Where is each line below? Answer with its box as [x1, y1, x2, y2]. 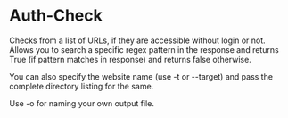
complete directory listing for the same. [9, 80, 154, 91]
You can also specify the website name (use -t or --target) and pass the [9, 71, 274, 81]
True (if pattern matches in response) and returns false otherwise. [9, 54, 251, 64]
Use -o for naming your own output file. [9, 97, 154, 108]
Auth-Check [9, 5, 103, 26]
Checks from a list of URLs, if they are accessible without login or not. [9, 35, 266, 46]
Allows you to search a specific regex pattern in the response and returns [9, 44, 279, 55]
